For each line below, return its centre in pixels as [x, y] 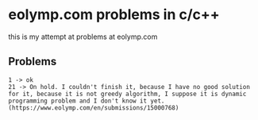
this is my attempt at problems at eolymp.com [83, 37]
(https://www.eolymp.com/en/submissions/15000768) [94, 108]
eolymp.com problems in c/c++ [114, 15]
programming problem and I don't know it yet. [87, 101]
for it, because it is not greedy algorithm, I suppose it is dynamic [127, 94]
